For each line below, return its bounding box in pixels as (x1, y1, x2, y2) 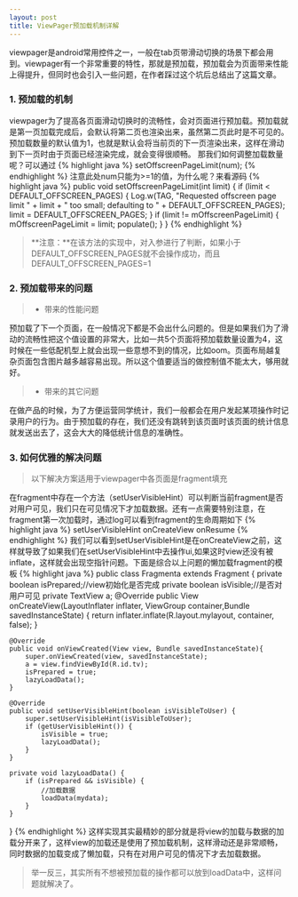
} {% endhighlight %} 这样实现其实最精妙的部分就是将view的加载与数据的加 (9, 826, 285, 837)
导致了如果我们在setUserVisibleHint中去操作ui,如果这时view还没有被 (24, 546, 274, 557)
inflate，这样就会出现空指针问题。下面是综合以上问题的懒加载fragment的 (9, 557, 275, 568)
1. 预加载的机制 (9, 93, 74, 106)
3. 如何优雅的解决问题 (9, 452, 102, 464)
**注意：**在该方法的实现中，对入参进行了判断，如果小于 (30, 236, 241, 247)
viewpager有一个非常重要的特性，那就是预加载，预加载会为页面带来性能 (24, 58, 289, 68)
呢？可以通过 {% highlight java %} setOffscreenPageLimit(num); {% (9, 159, 255, 170)
